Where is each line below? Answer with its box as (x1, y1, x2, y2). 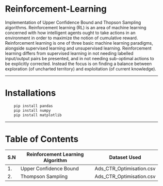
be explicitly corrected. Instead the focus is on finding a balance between (5, 61, 152, 67)
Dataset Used (109, 154, 142, 161)
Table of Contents (5, 134, 79, 144)
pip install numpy (14, 108, 51, 113)
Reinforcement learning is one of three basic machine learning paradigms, (5, 40, 153, 46)
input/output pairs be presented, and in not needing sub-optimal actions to (5, 55, 154, 61)
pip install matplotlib (14, 113, 62, 118)
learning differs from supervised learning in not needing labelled (5, 50, 133, 56)
